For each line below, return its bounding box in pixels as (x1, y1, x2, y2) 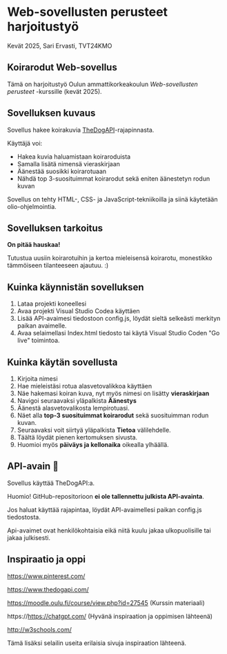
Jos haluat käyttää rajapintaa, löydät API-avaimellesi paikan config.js (7, 505, 202, 514)
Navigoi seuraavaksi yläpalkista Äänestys (17, 397, 137, 404)
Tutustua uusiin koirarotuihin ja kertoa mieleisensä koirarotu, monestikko (7, 254, 213, 262)
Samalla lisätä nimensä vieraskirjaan (17, 159, 121, 168)
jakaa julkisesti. (7, 533, 50, 542)
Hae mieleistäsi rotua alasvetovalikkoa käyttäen (17, 382, 152, 390)
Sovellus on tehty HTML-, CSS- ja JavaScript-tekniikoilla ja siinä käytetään (7, 195, 218, 204)
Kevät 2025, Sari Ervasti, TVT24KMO (7, 41, 112, 50)
